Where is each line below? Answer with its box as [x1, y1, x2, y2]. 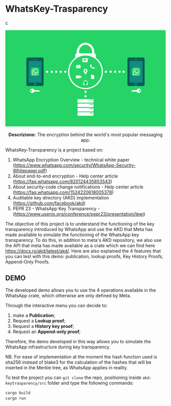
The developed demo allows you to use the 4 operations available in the [5, 287, 156, 293]
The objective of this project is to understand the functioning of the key [5, 221, 155, 227]
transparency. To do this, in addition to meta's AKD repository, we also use [5, 237, 162, 243]
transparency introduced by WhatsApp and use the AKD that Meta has [5, 226, 153, 233]
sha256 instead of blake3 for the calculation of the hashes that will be [5, 359, 152, 365]
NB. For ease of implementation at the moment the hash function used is [5, 354, 158, 360]
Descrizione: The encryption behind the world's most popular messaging [8, 132, 163, 138]
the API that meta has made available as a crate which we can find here [5, 243, 155, 249]
